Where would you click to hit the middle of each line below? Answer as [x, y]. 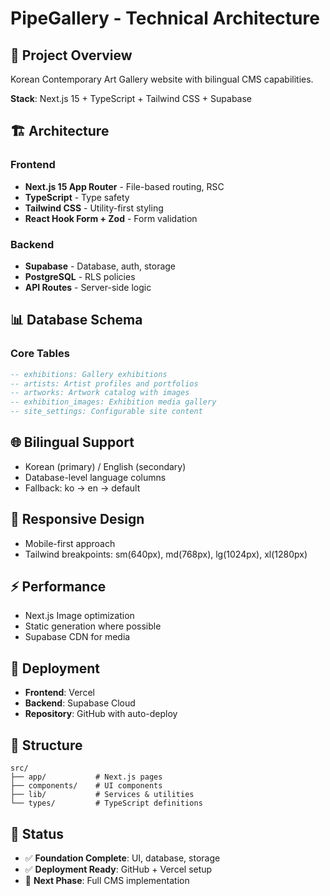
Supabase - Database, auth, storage [100, 266]
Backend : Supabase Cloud [80, 703]
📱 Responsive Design [77, 519]
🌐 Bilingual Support [72, 442]
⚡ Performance [58, 587]
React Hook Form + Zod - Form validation [111, 218]
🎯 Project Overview [71, 55]
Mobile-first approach [70, 543]
